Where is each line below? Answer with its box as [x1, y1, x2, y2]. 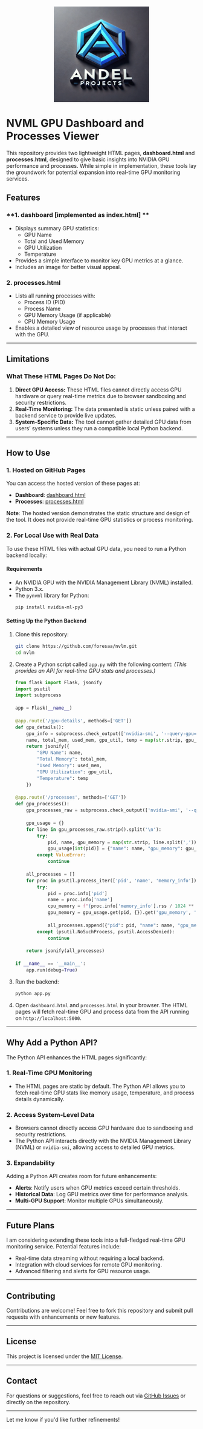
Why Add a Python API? [6, 1038, 98, 1048]
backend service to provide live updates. [14, 411, 117, 419]
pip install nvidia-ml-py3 [14, 604, 83, 610]
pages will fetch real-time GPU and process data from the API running [14, 1008, 189, 1015]
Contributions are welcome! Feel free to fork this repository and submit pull [6, 1307, 193, 1314]
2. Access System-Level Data [6, 1110, 95, 1119]
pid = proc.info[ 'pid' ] [47, 890, 108, 896]
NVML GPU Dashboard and [6, 116, 144, 130]
